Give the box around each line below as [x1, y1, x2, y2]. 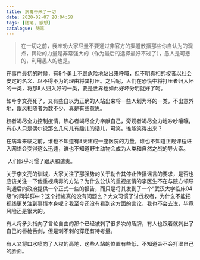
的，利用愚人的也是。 [20, 57, 73, 64]
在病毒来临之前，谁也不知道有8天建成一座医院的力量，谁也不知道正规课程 [6, 137, 187, 145]
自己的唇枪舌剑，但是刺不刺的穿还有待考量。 [6, 227, 116, 235]
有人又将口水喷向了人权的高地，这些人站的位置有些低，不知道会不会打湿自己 [6, 240, 194, 248]
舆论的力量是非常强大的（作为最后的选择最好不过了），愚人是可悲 [31, 50, 190, 57]
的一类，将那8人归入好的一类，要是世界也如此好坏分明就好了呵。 [6, 84, 166, 92]
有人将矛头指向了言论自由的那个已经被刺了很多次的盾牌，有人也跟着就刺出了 [6, 220, 194, 227]
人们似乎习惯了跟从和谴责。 [7, 158, 76, 165]
